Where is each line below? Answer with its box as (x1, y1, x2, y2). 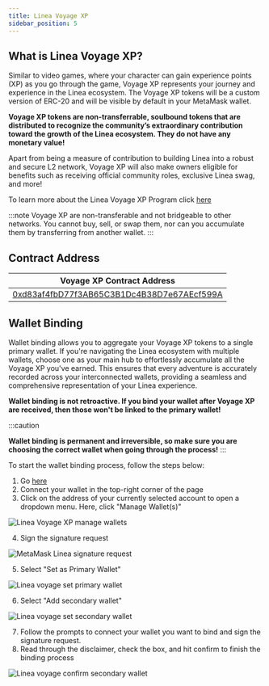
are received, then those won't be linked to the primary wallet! (8, 405, 221, 415)
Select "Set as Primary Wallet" (19, 564, 121, 574)
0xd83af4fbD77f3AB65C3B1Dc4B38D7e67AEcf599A (12, 288, 224, 300)
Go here (19, 476, 48, 486)
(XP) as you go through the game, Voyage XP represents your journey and (8, 79, 256, 89)
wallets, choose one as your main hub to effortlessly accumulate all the (8, 355, 245, 364)
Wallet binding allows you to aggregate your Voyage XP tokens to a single (8, 337, 254, 347)
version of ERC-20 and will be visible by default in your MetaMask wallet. (8, 96, 252, 106)
